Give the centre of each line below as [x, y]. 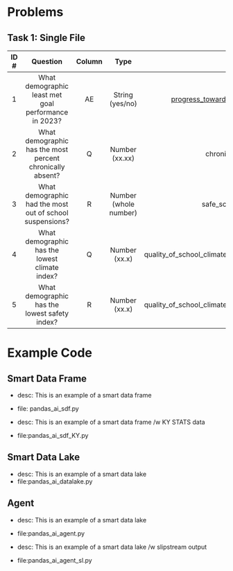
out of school [47, 213]
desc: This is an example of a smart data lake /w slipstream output [112, 547]
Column [89, 61]
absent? [47, 176]
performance [47, 112]
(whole [123, 204]
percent [47, 158]
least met [47, 95]
